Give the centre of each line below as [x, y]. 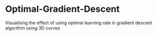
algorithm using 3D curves [33, 28]
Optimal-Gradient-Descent [62, 9]
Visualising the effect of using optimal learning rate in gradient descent [79, 23]
